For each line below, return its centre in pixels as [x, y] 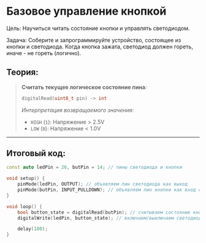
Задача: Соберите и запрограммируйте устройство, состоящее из [94, 40]
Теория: [22, 73]
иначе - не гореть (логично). [44, 53]
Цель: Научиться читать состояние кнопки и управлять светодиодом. [98, 28]
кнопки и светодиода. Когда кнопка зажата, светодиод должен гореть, [100, 47]
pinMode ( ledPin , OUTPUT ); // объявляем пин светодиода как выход [103, 184]
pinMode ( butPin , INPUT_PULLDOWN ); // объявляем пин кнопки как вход [107, 190]
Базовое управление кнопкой [86, 11]
